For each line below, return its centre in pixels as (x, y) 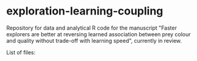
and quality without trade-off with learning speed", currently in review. (94, 40)
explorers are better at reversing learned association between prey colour (98, 34)
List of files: (21, 52)
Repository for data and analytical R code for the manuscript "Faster (92, 28)
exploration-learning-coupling (85, 11)
